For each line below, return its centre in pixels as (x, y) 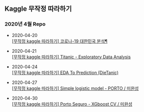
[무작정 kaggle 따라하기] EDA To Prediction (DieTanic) (65, 73)
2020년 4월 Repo (25, 24)
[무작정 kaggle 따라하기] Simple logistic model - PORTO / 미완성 (75, 88)
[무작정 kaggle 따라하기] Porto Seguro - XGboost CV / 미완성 (72, 104)
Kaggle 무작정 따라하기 (38, 9)
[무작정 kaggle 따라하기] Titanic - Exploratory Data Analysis (71, 57)
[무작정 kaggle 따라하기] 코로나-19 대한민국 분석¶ (60, 41)
